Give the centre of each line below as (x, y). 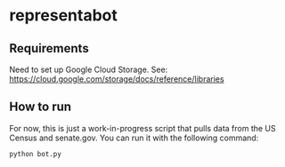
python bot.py (36, 154)
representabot (63, 16)
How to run (41, 107)
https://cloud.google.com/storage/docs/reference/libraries (117, 79)
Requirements (49, 48)
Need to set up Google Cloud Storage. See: (89, 69)
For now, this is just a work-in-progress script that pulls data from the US (142, 128)
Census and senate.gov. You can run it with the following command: (134, 138)
